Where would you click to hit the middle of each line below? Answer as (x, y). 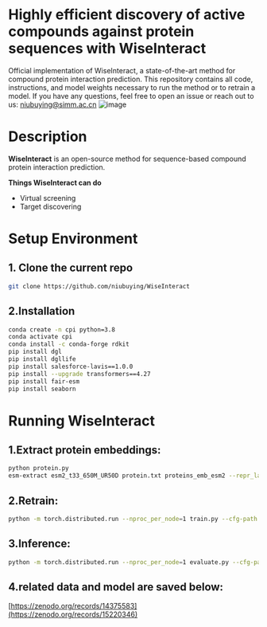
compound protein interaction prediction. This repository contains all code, (131, 79)
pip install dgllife (43, 359)
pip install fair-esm (44, 381)
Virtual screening (48, 198)
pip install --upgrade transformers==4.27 (79, 374)
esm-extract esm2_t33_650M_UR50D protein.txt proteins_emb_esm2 (117, 476)
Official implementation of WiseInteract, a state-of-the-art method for (122, 70)
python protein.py (39, 468)
